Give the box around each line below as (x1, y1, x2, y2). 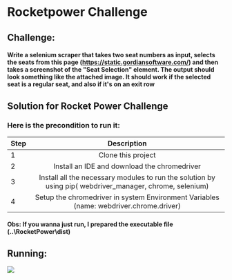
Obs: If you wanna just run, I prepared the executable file (7, 220, 174, 228)
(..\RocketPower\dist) (7, 228, 71, 236)
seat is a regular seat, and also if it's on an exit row (7, 80, 155, 88)
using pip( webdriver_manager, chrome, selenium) (45, 181, 209, 190)
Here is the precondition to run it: (7, 121, 121, 130)
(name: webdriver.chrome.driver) (73, 201, 182, 210)
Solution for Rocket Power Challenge (7, 100, 168, 112)
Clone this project (98, 150, 157, 159)
